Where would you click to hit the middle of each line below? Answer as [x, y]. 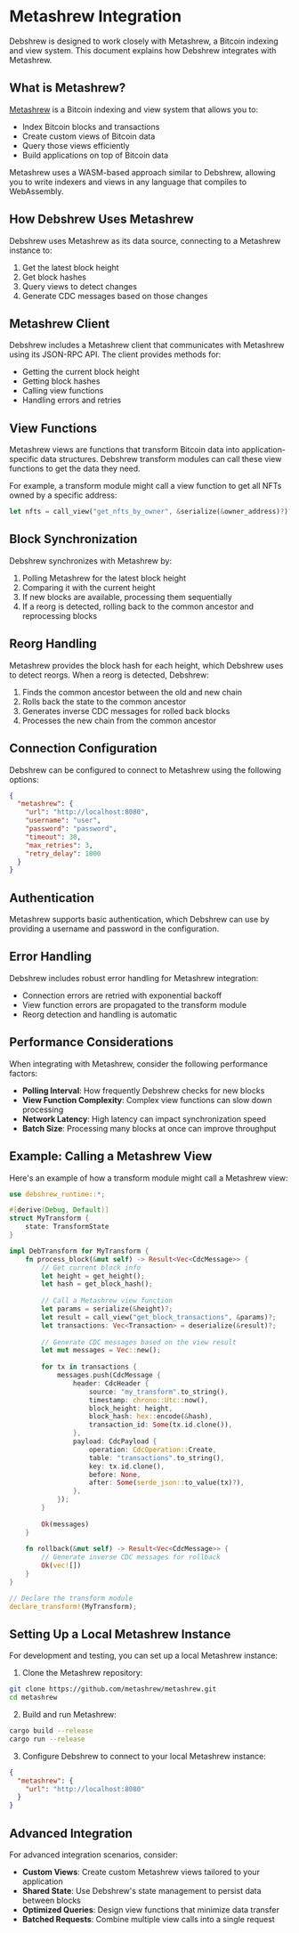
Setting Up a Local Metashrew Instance [120, 1634]
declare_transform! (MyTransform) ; [73, 1606]
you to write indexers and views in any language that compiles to [128, 182]
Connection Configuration [83, 748]
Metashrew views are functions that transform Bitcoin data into [125, 450]
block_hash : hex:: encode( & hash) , [151, 1417]
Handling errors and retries [72, 400]
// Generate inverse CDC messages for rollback [131, 1557]
